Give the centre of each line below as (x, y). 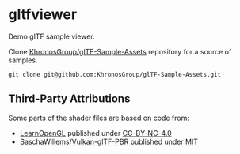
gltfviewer (43, 15)
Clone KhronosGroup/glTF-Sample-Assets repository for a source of (120, 51)
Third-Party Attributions (69, 99)
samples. (23, 60)
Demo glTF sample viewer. (51, 36)
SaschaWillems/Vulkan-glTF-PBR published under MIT (109, 141)
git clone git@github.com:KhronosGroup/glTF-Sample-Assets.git (115, 74)
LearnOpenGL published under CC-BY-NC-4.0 (95, 133)
